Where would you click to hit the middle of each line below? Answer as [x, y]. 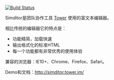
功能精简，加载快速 [32, 39]
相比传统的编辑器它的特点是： [36, 28]
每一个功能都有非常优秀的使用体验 [47, 51]
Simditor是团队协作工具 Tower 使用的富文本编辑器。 [58, 18]
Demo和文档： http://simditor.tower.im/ [45, 72]
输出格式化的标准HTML [36, 45]
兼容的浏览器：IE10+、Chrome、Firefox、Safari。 [56, 61]
